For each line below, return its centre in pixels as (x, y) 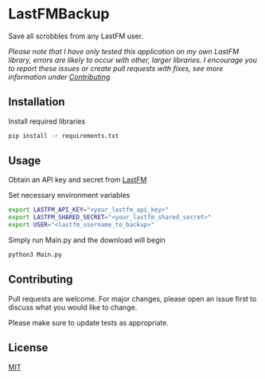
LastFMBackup (59, 14)
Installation (37, 102)
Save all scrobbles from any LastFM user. (76, 36)
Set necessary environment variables (69, 195)
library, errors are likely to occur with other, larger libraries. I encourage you (132, 60)
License (28, 348)
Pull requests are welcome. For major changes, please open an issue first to (132, 298)
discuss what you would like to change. (73, 307)
